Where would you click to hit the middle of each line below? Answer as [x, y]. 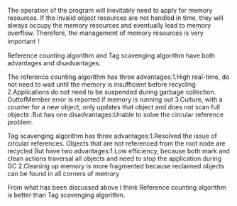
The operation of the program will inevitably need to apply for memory [110, 10]
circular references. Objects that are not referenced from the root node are [116, 143]
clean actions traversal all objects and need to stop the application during [115, 158]
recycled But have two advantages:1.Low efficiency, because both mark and [119, 151]
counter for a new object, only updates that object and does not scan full [114, 107]
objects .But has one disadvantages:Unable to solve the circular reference [116, 114]
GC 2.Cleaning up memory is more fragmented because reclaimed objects [116, 166]
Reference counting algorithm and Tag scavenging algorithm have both [111, 55]
